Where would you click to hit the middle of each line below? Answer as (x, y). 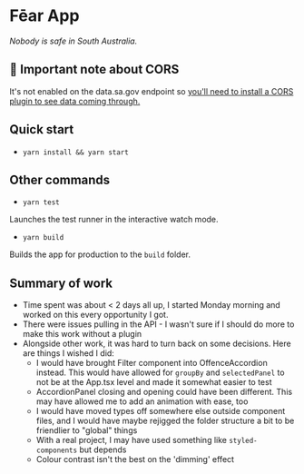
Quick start (42, 129)
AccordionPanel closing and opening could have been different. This (164, 392)
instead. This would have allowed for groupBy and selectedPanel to (160, 372)
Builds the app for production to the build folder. (100, 254)
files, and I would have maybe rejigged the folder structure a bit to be (165, 421)
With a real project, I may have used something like (131, 440)
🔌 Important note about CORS (94, 69)
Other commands (60, 179)
